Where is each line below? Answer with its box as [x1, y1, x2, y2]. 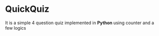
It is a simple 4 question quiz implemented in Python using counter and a [5, 20, 155, 26]
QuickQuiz [5, 3, 50, 15]
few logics [5, 25, 26, 31]
